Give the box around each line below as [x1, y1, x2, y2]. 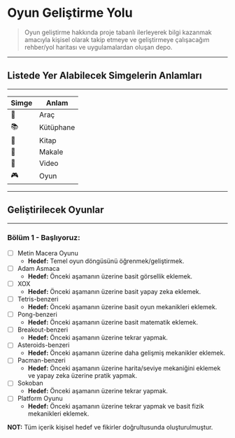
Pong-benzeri [17, 310, 57, 319]
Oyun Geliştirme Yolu [7, 5, 133, 21]
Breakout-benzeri [17, 325, 69, 334]
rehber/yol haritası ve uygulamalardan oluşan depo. [24, 43, 173, 51]
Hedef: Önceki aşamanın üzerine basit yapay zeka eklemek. [27, 288, 201, 296]
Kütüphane [39, 122, 76, 132]
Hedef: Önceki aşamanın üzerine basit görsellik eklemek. [27, 271, 193, 281]
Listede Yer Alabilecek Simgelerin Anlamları [7, 70, 202, 82]
